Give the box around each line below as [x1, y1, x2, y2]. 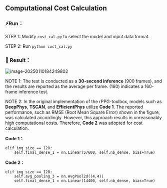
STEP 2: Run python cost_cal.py [5, 43, 72, 49]
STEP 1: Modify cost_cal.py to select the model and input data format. [5, 33, 150, 39]
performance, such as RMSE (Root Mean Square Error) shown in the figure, [5, 109, 160, 115]
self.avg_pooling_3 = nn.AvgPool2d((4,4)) [14, 173, 104, 179]
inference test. [18, 88, 48, 95]
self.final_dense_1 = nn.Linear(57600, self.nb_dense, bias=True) [14, 150, 155, 155]
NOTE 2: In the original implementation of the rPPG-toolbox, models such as [5, 98, 162, 105]
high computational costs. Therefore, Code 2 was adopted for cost [5, 120, 143, 126]
